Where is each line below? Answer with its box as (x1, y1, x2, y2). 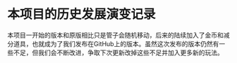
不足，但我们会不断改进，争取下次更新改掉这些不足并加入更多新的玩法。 (13, 48, 224, 57)
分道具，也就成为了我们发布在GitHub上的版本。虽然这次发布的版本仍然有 (7, 39, 219, 48)
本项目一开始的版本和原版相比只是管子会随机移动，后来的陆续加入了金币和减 (7, 31, 230, 39)
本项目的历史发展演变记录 (7, 6, 157, 22)
